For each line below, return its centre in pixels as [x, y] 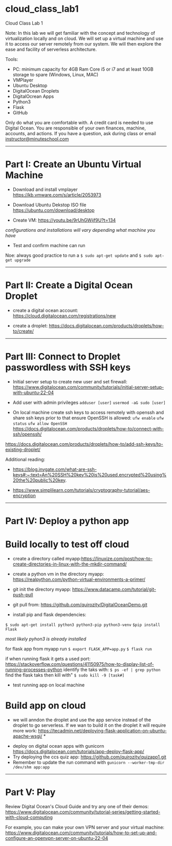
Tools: [12, 59]
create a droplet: [30, 326]
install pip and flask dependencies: [49, 614]
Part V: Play [30, 792]
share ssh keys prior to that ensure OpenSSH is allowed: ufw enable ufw [88, 418]
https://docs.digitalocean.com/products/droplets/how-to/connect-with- [88, 428]
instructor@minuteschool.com [37, 139]
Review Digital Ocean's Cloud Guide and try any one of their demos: [77, 806]
